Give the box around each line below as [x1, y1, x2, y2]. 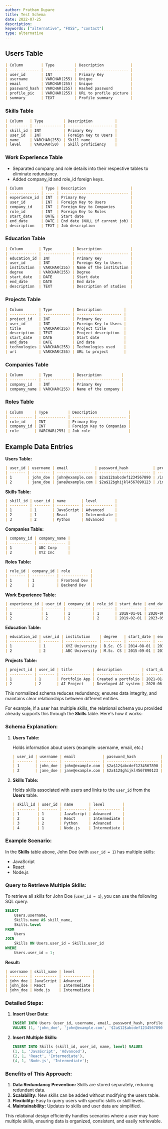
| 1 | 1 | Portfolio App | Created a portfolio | [5, 677, 144, 682]
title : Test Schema [5, 12, 46, 17]
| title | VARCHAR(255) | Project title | [5, 326, 126, 331]
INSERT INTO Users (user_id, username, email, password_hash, [12, 1021, 145, 1026]
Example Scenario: [5, 837, 52, 844]
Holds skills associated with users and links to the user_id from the [12, 787, 151, 793]
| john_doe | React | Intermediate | [5, 983, 95, 988]
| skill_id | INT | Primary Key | [5, 128, 117, 133]
